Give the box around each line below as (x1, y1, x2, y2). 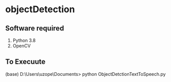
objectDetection (5, 4, 75, 15)
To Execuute (5, 58, 46, 66)
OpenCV (12, 43, 31, 49)
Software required (5, 24, 65, 33)
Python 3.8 (12, 37, 36, 43)
